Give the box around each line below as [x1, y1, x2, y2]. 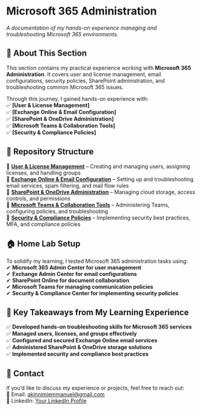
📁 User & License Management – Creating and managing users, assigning [6, 162, 191, 170]
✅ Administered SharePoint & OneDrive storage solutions [6, 344, 152, 351]
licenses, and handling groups [6, 169, 81, 176]
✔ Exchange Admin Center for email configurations [6, 271, 137, 278]
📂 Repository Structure [6, 147, 94, 157]
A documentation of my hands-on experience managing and [6, 24, 157, 31]
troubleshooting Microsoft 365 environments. [6, 30, 119, 37]
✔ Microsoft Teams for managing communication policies [6, 283, 153, 290]
